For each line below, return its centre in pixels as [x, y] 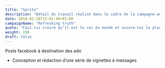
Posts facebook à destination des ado [43, 51]
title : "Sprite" [22, 10]
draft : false [18, 37]
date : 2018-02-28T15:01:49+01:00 [39, 19]
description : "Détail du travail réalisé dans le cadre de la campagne [80, 14]
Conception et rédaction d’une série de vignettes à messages [74, 60]
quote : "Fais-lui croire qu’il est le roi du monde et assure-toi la [78, 28]
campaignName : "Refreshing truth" [41, 23]
